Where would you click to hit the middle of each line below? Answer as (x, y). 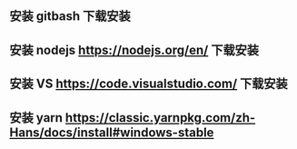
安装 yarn (36, 118)
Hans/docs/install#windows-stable (112, 132)
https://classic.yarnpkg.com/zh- (160, 118)
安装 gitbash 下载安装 (70, 16)
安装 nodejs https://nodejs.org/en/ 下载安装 (134, 50)
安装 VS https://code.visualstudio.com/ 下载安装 (148, 84)
